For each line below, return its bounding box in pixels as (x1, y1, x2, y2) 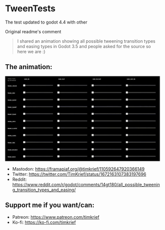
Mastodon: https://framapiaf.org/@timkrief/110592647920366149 (12, 166, 145, 172)
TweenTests (5, 3, 55, 14)
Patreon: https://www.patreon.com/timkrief (12, 214, 100, 220)
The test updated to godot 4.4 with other (5, 19, 87, 25)
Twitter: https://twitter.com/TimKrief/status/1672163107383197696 (12, 171, 146, 177)
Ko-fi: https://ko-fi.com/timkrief (12, 219, 76, 225)
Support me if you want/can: (5, 201, 95, 209)
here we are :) (17, 49, 46, 54)
